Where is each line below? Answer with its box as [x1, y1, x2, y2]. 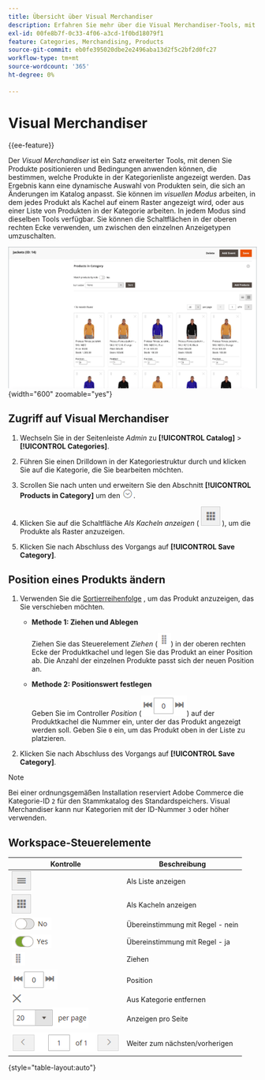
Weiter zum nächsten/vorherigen [126, 1038, 233, 1048]
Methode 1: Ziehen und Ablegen [31, 617, 139, 627]
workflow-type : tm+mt [8, 54, 80, 62]
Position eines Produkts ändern [8, 572, 166, 587]
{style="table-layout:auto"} [8, 1063, 96, 1072]
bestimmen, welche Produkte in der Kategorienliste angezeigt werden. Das [8, 172, 251, 181]
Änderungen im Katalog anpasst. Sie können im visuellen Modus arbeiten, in [8, 189, 256, 199]
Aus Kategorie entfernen [126, 994, 207, 1004]
